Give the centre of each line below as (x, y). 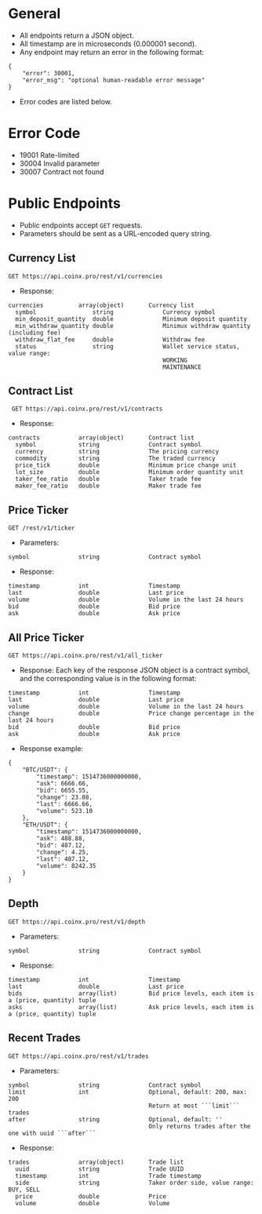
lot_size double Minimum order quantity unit (129, 472)
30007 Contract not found (62, 171)
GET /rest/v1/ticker (42, 528)
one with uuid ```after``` (52, 1133)
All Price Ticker (46, 638)
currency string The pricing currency (117, 452)
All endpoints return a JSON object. (77, 35)
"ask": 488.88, (61, 839)
